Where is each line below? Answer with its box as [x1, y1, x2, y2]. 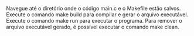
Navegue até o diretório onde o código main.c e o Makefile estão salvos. [6, 5, 181, 12]
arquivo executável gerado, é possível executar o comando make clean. [6, 23, 180, 30]
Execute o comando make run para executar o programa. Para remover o [6, 17, 183, 24]
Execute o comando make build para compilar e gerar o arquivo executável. [6, 11, 189, 18]
